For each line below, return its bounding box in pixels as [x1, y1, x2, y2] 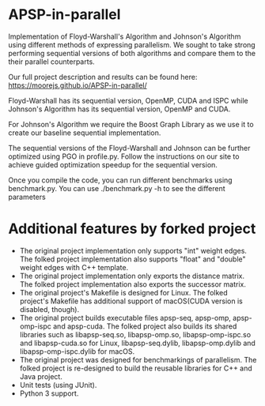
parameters [8, 192, 46, 201]
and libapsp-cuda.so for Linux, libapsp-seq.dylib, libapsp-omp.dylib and [19, 338, 256, 348]
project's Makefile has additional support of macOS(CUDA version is [19, 296, 243, 306]
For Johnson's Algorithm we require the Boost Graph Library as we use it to [8, 119, 255, 129]
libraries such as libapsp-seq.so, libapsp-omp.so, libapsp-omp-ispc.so [19, 329, 252, 339]
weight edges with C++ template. [19, 262, 129, 272]
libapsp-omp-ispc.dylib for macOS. [19, 346, 135, 356]
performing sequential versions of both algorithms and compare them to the [8, 48, 256, 58]
